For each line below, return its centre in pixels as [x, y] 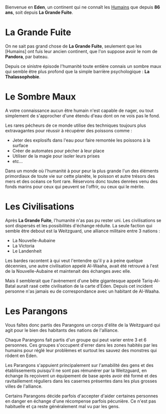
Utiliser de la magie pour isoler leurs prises [56, 156]
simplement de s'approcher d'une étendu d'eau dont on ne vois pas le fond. [83, 115]
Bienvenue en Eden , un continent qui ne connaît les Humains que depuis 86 [83, 7]
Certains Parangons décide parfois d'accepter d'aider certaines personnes [82, 396]
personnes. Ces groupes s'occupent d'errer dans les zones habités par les [81, 345]
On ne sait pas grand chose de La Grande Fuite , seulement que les [74, 46]
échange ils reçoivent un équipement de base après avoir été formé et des [81, 375]
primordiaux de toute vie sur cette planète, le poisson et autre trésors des [80, 176]
